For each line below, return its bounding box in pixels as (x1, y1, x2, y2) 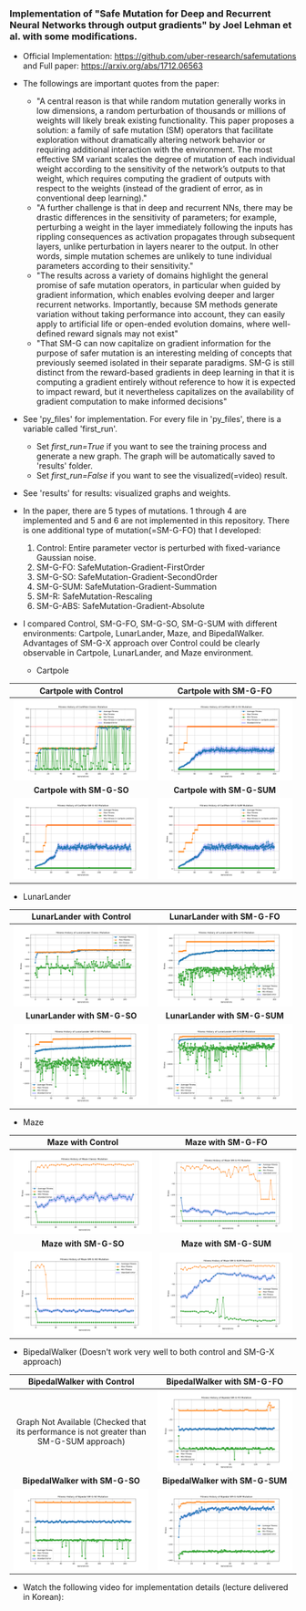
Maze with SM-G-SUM (180, 1238, 271, 1249)
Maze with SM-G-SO (41, 1238, 125, 1249)
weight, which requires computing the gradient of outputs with (36, 173, 271, 184)
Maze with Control (46, 1137, 119, 1148)
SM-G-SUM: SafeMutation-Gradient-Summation (36, 582, 217, 593)
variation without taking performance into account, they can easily (36, 309, 285, 320)
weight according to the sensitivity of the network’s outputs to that (36, 163, 286, 175)
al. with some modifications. (9, 30, 138, 43)
